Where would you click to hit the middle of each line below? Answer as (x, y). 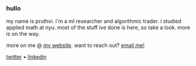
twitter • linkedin (26, 57)
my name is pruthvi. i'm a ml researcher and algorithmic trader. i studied (94, 21)
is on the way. (23, 34)
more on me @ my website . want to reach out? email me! (75, 45)
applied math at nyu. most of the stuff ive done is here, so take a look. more (98, 27)
